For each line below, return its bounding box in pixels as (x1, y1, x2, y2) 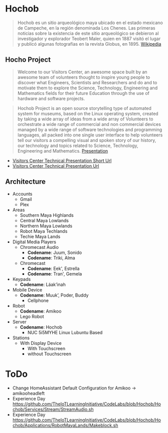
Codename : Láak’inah (20, 281, 66, 287)
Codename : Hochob (20, 324, 63, 330)
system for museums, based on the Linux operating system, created (17, 110, 159, 116)
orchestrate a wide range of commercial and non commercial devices (17, 121, 161, 127)
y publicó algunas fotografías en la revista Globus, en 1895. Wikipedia (17, 41, 161, 47)
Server (12, 319, 27, 325)
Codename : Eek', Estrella (27, 265, 80, 271)
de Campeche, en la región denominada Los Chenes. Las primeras (17, 25, 155, 31)
